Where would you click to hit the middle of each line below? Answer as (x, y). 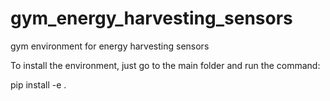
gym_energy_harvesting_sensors (151, 18)
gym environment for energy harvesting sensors (110, 46)
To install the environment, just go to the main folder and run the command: (165, 65)
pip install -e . (38, 84)
